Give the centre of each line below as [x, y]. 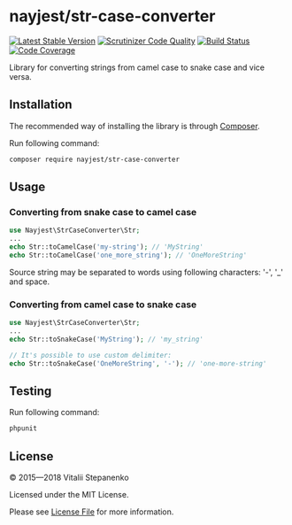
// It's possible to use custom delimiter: [91, 355]
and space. [30, 282]
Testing [31, 391]
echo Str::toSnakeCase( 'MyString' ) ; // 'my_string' [106, 339]
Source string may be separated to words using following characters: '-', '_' [146, 272]
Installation [41, 105]
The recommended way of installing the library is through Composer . [134, 126]
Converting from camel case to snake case [103, 305]
